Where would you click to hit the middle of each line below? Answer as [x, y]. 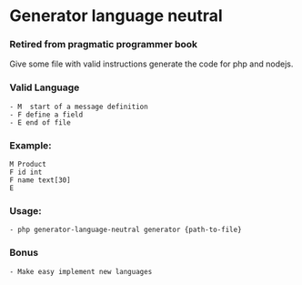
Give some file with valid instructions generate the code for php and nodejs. [151, 64]
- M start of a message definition [79, 107]
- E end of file [40, 122]
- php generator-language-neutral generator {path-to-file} [126, 230]
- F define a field [46, 115]
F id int [26, 173]
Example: [30, 145]
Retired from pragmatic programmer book [104, 45]
